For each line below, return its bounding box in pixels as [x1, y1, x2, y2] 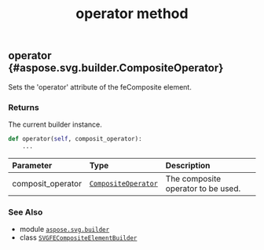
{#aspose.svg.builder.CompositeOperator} [8, 61, 224, 75]
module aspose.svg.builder [19, 224, 110, 233]
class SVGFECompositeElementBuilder [19, 233, 137, 242]
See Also [8, 206, 43, 217]
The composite [165, 173, 222, 184]
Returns [8, 101, 39, 112]
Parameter [12, 160, 53, 171]
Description [165, 160, 211, 171]
